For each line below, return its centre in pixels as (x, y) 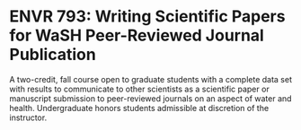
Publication (53, 55)
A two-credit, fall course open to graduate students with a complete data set (150, 79)
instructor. (28, 117)
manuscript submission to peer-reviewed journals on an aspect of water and (150, 98)
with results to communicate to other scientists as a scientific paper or (139, 89)
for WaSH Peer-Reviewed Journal (137, 35)
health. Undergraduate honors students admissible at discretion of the (139, 108)
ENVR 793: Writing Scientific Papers (147, 17)
